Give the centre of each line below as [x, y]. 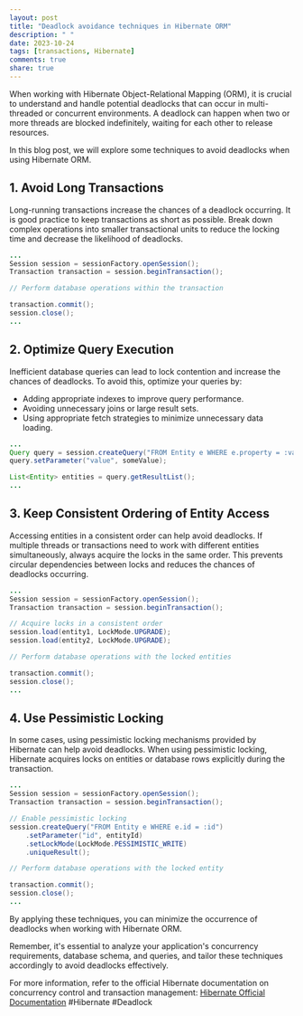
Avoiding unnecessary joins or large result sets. [110, 408]
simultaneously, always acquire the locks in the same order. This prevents [147, 555]
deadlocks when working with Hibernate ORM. [96, 928]
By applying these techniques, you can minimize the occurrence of [134, 918]
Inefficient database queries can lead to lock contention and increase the [145, 371]
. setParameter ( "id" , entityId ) [84, 835]
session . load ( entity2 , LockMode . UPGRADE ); [90, 641]
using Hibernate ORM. [50, 159]
